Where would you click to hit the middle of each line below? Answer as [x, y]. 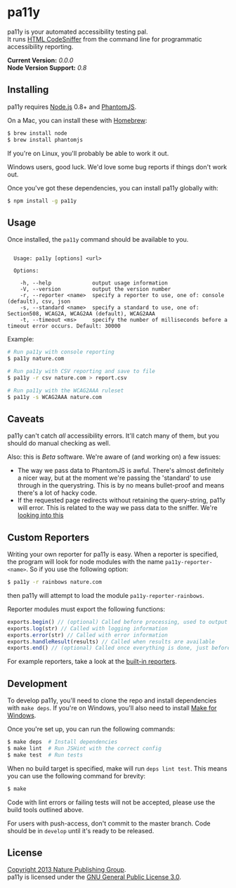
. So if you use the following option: [77, 569]
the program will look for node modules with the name [85, 562]
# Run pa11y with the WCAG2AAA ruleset [66, 391]
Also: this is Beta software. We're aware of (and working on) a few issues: [114, 457]
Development [38, 683]
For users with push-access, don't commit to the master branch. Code [109, 823]
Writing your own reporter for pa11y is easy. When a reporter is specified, [113, 554]
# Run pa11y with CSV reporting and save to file [81, 371]
